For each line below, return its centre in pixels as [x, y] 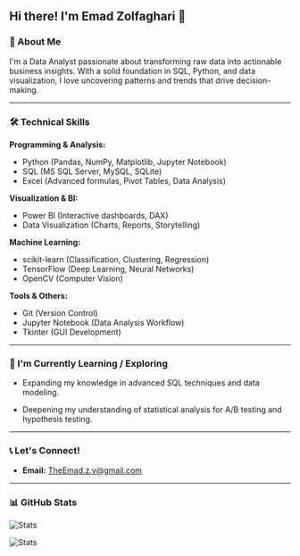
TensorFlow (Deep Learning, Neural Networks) [108, 269]
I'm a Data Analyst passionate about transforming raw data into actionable [146, 61]
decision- [254, 80]
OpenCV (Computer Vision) [72, 278]
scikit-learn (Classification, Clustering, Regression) [116, 259]
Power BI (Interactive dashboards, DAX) [95, 215]
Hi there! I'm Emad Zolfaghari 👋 [98, 17]
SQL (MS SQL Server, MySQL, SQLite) [92, 171]
